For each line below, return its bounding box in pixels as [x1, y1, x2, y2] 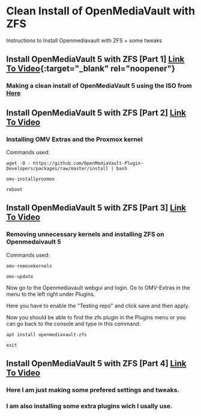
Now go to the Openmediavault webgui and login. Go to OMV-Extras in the [6, 284, 190, 291]
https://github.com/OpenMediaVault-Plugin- [32, 160, 144, 166]
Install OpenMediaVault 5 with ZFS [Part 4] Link [6, 358, 187, 369]
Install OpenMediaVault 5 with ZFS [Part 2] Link [6, 107, 186, 118]
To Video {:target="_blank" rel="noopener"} [6, 64, 176, 74]
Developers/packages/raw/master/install [6, 165, 109, 172]
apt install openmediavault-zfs [6, 331, 87, 337]
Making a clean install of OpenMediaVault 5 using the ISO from [6, 82, 192, 90]
